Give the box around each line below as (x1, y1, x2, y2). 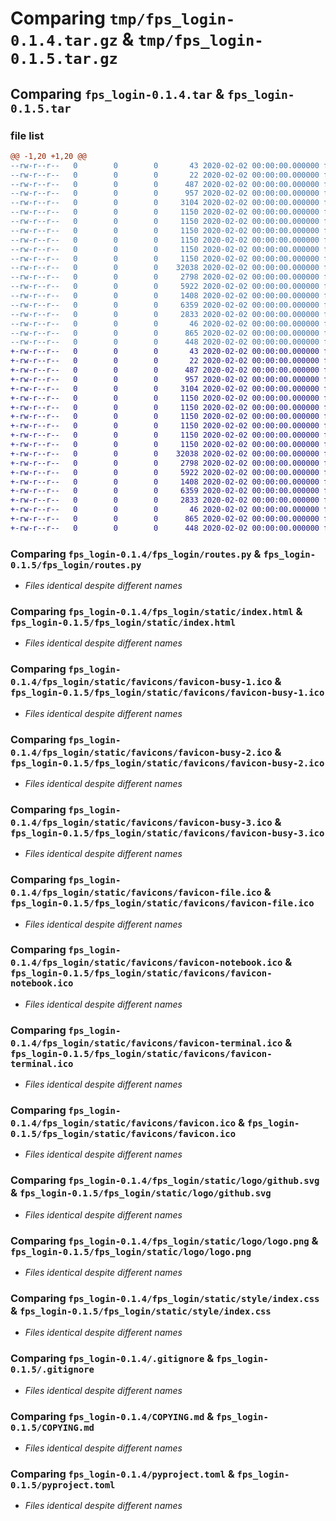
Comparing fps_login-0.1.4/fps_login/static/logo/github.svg (10, 1173, 320, 1187)
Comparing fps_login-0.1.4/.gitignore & (10, 1352, 215, 1366)
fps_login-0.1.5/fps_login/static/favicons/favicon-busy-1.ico (10, 687, 325, 699)
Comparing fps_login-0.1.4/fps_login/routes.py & (10, 547, 262, 561)
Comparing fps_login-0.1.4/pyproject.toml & (10, 1467, 235, 1481)
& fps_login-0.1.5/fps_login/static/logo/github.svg (10, 1186, 272, 1200)
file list (10, 128, 45, 142)
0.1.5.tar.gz (10, 50, 118, 69)
